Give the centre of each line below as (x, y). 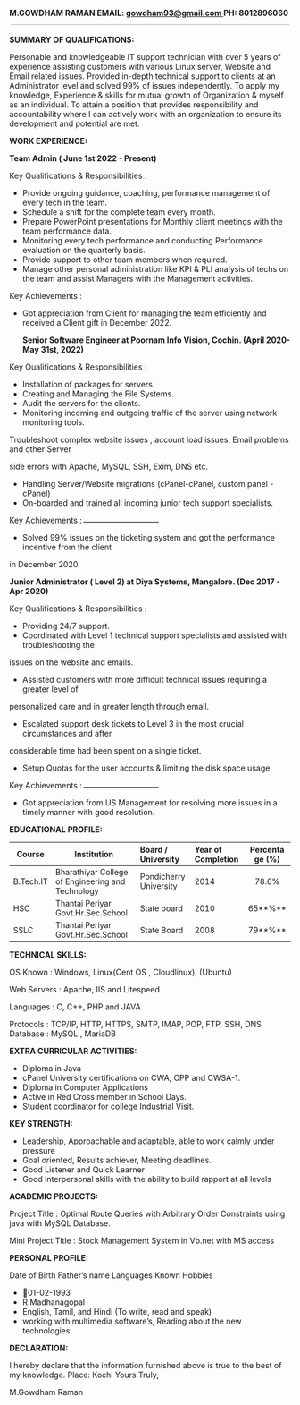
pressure (38, 1150)
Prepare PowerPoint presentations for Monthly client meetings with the (152, 221)
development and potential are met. (75, 123)
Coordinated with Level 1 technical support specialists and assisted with (154, 635)
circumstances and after (67, 733)
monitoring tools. (53, 422)
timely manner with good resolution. (88, 812)
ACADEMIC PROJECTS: (54, 1196)
